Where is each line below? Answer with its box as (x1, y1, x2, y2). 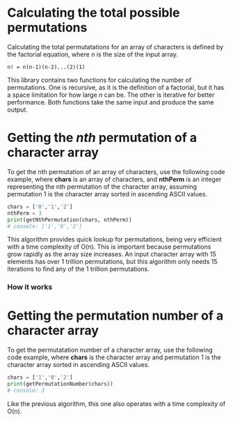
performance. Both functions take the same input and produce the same (7, 97, 214, 106)
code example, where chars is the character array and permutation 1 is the (7, 353, 221, 361)
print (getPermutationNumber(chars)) (7, 381, 113, 388)
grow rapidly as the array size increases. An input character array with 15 (7, 250, 217, 258)
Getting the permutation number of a (7, 308, 224, 324)
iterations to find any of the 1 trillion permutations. (7, 265, 150, 273)
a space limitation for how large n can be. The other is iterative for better (7, 91, 215, 99)
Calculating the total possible (7, 5, 180, 21)
